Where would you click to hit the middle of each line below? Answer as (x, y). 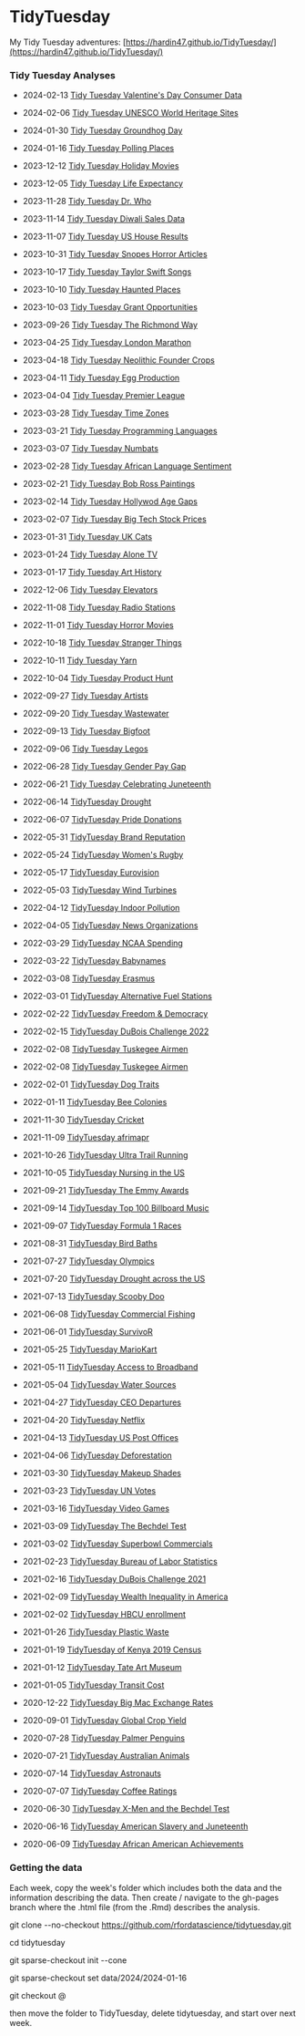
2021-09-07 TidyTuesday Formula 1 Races (102, 1226)
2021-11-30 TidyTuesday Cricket (83, 1120)
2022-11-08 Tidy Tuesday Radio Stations (99, 607)
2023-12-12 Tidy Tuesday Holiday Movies (101, 166)
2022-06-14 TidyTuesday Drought (87, 802)
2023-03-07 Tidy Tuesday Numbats (91, 449)
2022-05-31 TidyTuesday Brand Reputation (104, 837)
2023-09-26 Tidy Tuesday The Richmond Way (110, 325)
